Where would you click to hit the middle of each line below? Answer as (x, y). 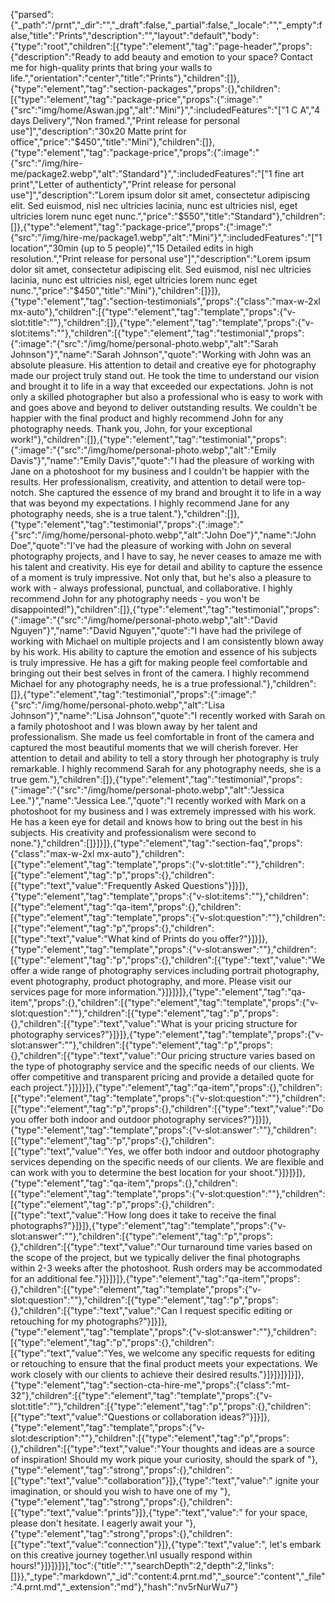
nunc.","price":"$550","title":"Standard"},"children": (220, 216)
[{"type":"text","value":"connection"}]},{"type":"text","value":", (139, 1544)
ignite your (297, 1480)
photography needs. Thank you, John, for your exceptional (131, 428)
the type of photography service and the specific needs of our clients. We (162, 1066)
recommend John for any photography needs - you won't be (135, 598)
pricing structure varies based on (247, 1055)
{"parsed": (32, 14)
